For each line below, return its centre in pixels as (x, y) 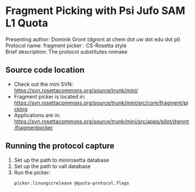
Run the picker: (32, 172)
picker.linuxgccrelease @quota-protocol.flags (72, 183)
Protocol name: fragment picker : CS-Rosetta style (66, 46)
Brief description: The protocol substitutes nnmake (67, 51)
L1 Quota (27, 23)
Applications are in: (37, 115)
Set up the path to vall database (52, 166)
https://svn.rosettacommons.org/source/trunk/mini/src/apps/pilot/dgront (101, 121)
